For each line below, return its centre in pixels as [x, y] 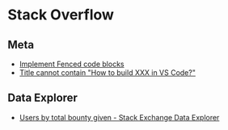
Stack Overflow [61, 15]
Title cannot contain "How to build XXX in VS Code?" [107, 73]
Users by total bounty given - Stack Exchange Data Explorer [119, 117]
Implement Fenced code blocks [72, 64]
